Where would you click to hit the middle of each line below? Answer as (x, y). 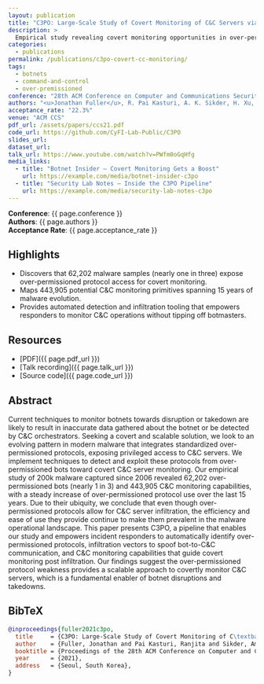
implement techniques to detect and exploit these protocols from (113, 462)
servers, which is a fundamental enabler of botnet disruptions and (115, 578)
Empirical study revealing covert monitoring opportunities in (121, 37)
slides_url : (27, 140)
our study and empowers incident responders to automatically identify (122, 536)
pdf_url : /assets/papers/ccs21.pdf (66, 125)
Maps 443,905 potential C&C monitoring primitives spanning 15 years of (136, 290)
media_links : (29, 162)
